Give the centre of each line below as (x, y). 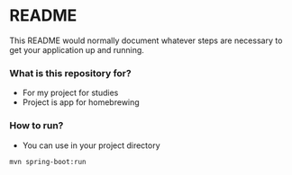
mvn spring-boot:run (48, 162)
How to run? (36, 126)
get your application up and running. (77, 49)
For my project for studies (70, 93)
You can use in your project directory (91, 145)
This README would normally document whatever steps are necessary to (146, 40)
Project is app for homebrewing (81, 102)
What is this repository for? (71, 73)
